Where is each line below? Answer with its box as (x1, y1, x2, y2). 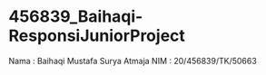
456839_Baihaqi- (8, 6, 143, 27)
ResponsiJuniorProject (8, 25, 185, 46)
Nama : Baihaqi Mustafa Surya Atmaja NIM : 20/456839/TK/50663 (8, 55, 258, 66)
